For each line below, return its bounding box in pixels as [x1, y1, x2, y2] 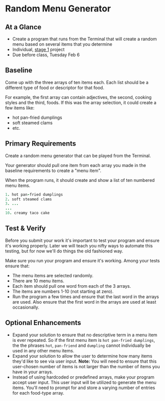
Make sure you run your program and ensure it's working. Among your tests [5, 257, 160, 263]
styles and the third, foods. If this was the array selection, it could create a [5, 99, 157, 105]
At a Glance [5, 23, 42, 31]
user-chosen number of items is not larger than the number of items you [12, 363, 160, 369]
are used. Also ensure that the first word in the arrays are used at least [12, 299, 157, 305]
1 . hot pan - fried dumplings [5, 192, 63, 197]
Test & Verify [5, 224, 46, 233]
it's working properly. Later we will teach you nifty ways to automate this [5, 242, 153, 248]
